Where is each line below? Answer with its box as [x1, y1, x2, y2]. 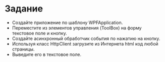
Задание [5, 3, 43, 14]
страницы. [12, 46, 35, 52]
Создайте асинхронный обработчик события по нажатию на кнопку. [12, 35, 160, 41]
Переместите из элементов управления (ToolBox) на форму [12, 24, 142, 30]
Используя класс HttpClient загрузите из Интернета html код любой [12, 40, 158, 46]
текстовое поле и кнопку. [12, 30, 67, 36]
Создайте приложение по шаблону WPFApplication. [12, 19, 123, 25]
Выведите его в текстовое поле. [12, 51, 82, 57]
